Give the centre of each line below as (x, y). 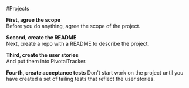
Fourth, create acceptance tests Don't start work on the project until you (95, 72)
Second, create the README (41, 37)
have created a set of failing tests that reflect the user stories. (81, 79)
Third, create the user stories (43, 55)
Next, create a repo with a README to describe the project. (78, 44)
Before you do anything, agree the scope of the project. (73, 26)
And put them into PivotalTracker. (46, 61)
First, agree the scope (33, 20)
